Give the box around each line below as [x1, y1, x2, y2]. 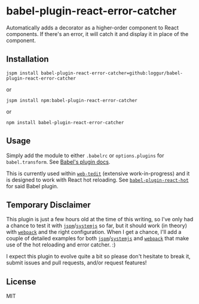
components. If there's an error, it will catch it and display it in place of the [6, 30, 189, 37]
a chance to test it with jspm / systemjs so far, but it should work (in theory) [6, 222, 187, 229]
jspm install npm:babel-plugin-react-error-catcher [6, 97, 137, 103]
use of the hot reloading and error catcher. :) [6, 241, 116, 248]
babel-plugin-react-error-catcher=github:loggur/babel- [41, 70, 183, 76]
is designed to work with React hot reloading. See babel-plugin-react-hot [6, 176, 189, 183]
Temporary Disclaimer [6, 200, 91, 210]
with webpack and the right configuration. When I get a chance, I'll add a [6, 228, 182, 236]
